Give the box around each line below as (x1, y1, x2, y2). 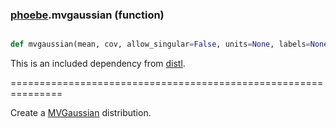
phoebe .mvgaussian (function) (10, 8, 165, 22)
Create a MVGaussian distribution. (10, 107, 152, 119)
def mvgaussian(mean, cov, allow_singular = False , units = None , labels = (10, 39, 311, 50)
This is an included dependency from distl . (10, 58, 186, 70)
